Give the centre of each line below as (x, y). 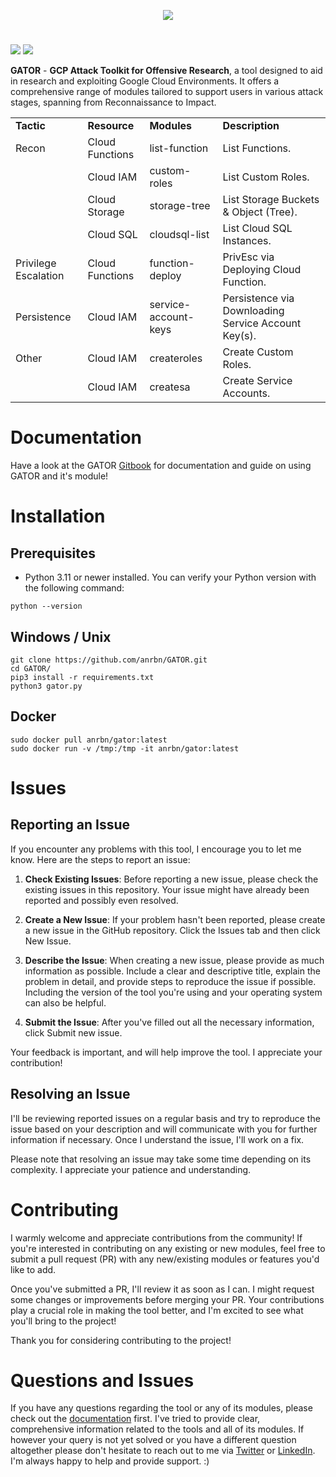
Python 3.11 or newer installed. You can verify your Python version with (170, 577)
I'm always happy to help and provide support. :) (110, 1461)
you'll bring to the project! (63, 1321)
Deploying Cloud (262, 270)
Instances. (247, 241)
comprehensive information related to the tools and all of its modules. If (157, 1429)
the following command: (74, 588)
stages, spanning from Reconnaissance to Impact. (113, 102)
